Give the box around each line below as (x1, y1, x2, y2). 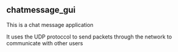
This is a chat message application (6, 21, 94, 28)
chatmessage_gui (6, 5, 76, 15)
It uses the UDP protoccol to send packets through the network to (6, 33, 172, 40)
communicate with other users (6, 39, 84, 46)
